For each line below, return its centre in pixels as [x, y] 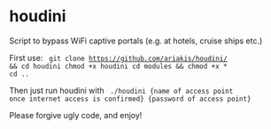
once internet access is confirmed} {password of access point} [130, 99]
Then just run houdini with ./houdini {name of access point [121, 90]
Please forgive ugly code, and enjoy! [76, 115]
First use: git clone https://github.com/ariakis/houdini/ [118, 57]
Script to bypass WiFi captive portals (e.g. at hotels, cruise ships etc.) [136, 41]
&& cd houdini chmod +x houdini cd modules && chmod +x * [118, 66]
